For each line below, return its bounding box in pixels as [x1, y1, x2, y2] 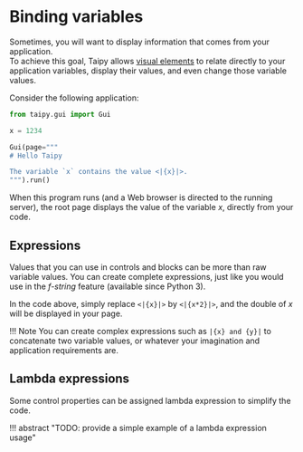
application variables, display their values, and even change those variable [9, 65, 288, 76]
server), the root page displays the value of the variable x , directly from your [9, 202, 294, 213]
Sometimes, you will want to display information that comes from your [9, 36, 270, 47]
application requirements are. [9, 345, 119, 355]
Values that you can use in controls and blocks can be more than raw [9, 262, 267, 273]
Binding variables [9, 6, 144, 27]
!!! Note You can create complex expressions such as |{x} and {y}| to [9, 326, 271, 336]
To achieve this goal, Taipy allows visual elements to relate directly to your [9, 55, 286, 66]
